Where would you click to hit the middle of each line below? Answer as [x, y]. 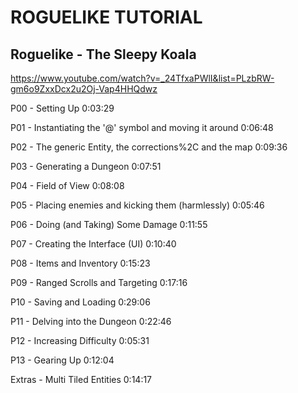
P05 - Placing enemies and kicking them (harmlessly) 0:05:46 [137, 205]
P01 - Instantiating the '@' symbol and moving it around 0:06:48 [142, 127]
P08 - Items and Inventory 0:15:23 [80, 263]
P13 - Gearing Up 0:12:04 [62, 360]
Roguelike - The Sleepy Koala [103, 54]
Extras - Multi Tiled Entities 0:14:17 [81, 379]
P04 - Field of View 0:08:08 [67, 185]
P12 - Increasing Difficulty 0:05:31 [80, 340]
